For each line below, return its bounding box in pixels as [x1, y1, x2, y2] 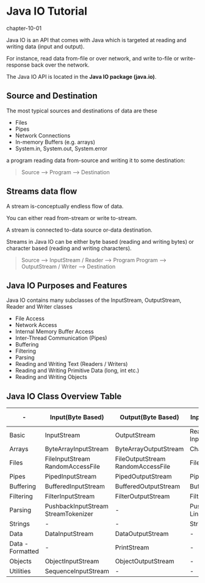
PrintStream [115, 543, 149, 552]
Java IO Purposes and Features [6, 280, 128, 291]
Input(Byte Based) [49, 413, 104, 422]
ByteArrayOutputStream [115, 445, 184, 453]
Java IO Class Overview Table [6, 391, 122, 402]
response [6, 61, 31, 68]
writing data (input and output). [6, 43, 85, 50]
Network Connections [15, 131, 71, 139]
